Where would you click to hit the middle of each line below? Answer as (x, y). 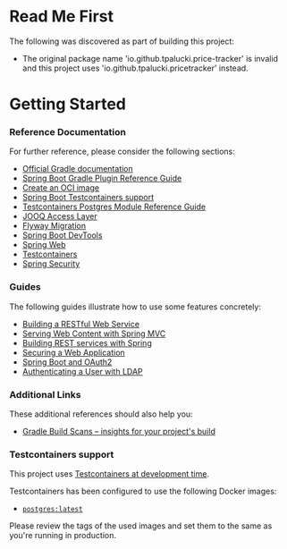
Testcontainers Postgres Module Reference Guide (114, 207)
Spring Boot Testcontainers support (88, 198)
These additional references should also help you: (101, 414)
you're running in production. (63, 536)
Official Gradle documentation (78, 169)
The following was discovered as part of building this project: (122, 41)
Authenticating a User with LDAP (82, 371)
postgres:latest (52, 510)
